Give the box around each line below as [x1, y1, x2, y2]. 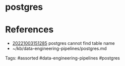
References [5, 24, 54, 35]
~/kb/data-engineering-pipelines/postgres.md [12, 46, 107, 52]
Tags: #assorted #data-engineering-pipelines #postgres [5, 55, 120, 61]
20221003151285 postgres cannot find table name [12, 40, 115, 46]
